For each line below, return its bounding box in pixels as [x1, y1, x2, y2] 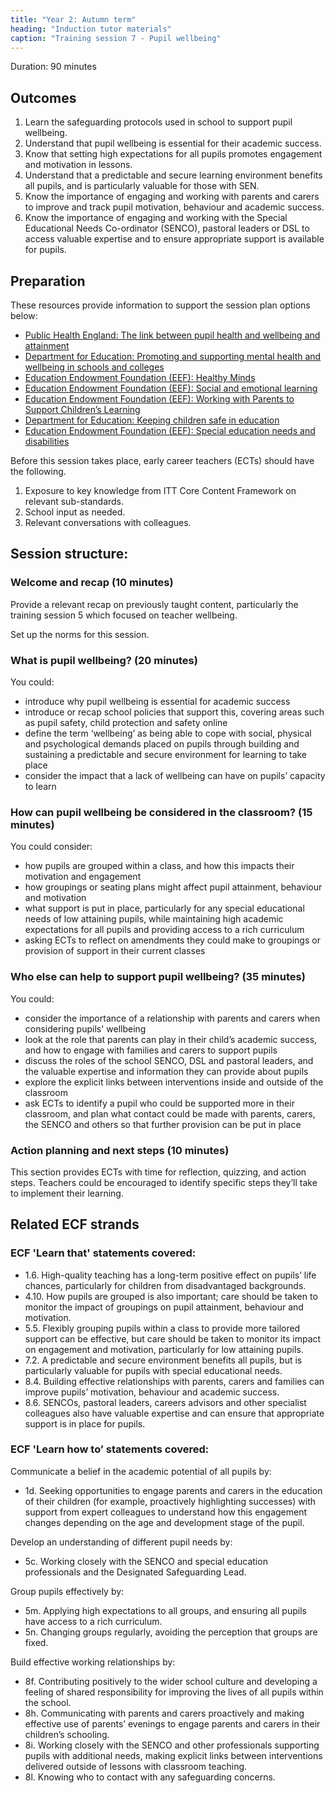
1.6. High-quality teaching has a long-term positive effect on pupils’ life [24, 1269, 317, 1281]
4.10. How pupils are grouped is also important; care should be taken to [24, 1290, 318, 1302]
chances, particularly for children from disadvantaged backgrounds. [24, 1279, 307, 1291]
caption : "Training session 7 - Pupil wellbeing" [10, 33, 222, 43]
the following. [10, 466, 67, 477]
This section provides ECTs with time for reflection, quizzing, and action [10, 1166, 307, 1178]
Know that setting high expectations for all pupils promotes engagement [24, 148, 323, 160]
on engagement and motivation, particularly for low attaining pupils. [24, 1343, 304, 1355]
